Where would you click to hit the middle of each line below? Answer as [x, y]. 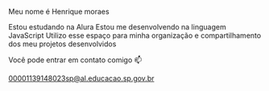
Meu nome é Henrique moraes [59, 12]
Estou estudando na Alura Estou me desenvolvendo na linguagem [118, 27]
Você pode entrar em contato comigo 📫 [75, 60]
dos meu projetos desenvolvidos [62, 44]
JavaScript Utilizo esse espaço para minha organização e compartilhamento [135, 36]
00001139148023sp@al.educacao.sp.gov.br [81, 78]
